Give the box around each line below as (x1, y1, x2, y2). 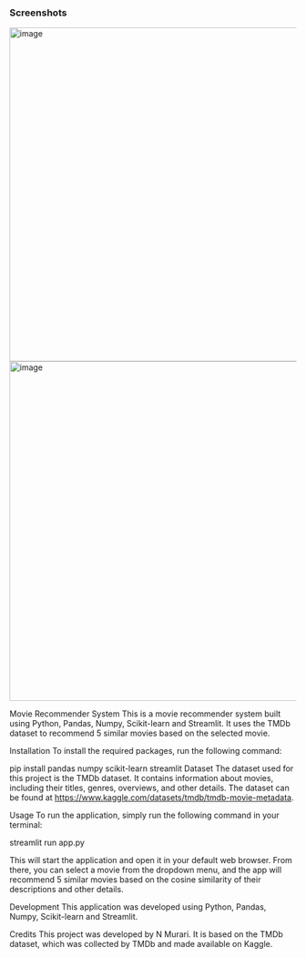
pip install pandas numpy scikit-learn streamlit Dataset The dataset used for (9, 763, 294, 774)
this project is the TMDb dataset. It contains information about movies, (9, 773, 274, 784)
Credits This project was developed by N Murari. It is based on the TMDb (9, 929, 284, 940)
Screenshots (9, 6, 67, 19)
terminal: (9, 819, 43, 830)
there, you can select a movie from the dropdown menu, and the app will (9, 864, 282, 876)
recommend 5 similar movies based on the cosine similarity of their (9, 874, 261, 885)
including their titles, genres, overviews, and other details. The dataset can (9, 782, 290, 794)
